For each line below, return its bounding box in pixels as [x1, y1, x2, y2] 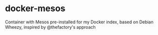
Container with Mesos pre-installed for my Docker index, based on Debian [5, 19, 154, 25]
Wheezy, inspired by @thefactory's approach [5, 24, 96, 30]
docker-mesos [5, 3, 66, 14]
